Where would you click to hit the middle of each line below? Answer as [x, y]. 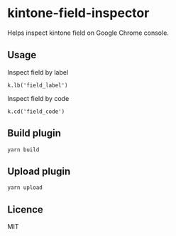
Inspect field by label [38, 72]
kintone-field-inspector [78, 13]
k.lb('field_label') [38, 85]
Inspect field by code [38, 98]
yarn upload [25, 188]
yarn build [23, 150]
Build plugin [34, 133]
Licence [26, 209]
